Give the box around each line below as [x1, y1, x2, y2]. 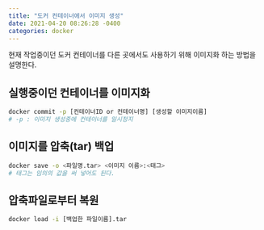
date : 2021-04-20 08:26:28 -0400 [8, 19, 121, 27]
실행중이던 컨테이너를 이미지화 [8, 86, 151, 99]
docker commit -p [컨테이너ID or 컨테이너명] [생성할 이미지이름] [8, 108, 207, 116]
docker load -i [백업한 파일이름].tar [8, 215, 128, 224]
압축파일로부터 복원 [8, 193, 99, 207]
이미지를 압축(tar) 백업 [8, 140, 115, 153]
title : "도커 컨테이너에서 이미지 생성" [8, 11, 124, 20]
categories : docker [8, 27, 74, 35]
